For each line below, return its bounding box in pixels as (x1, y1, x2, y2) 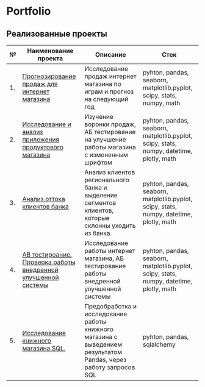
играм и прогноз (84, 87, 134, 96)
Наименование (27, 47, 74, 55)
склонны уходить (84, 221, 136, 230)
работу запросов (84, 363, 135, 371)
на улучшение (84, 135, 126, 144)
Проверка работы (22, 258, 76, 266)
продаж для (22, 80, 58, 88)
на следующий (84, 95, 129, 103)
